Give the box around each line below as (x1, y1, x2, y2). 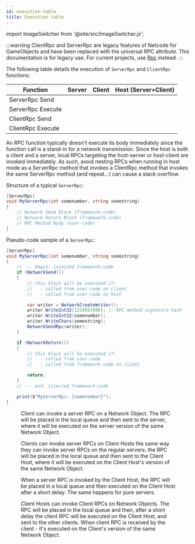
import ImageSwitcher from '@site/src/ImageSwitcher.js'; (6, 30, 145, 37)
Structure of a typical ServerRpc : (6, 181, 84, 188)
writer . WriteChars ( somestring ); (27, 318, 107, 325)
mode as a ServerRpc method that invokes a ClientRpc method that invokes (6, 164, 189, 171)
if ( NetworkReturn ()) (16, 340, 69, 346)
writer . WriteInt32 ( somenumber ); (27, 313, 107, 319)
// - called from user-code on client (27, 286, 127, 292)
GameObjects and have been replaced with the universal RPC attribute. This (6, 48, 190, 55)
